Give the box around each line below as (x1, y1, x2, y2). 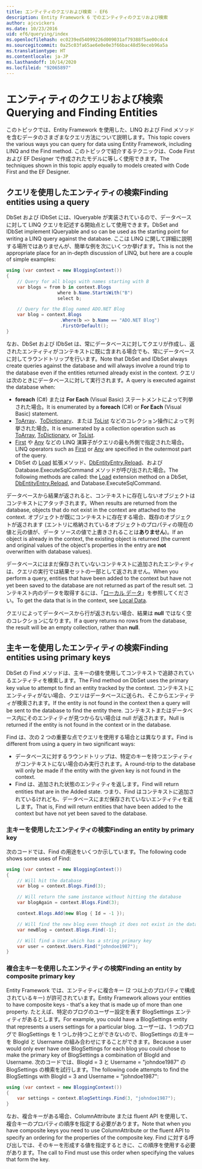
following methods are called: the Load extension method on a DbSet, (14, 473, 188, 480)
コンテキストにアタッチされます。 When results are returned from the (6, 499, 177, 507)
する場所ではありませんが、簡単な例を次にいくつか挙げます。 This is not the (6, 243, 194, 250)
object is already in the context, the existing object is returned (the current (6, 535, 191, 542)
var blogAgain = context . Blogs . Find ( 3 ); (17, 900, 120, 906)
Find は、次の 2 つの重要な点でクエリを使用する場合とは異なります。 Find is (6, 733, 194, 740)
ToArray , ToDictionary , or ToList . (14, 431, 95, 439)
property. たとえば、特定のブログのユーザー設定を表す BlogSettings (6, 1008, 174, 1015)
